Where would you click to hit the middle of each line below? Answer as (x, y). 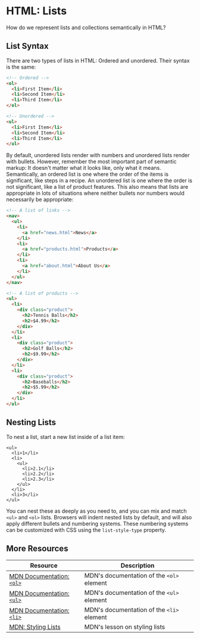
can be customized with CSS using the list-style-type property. (86, 530)
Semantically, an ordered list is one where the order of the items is (87, 174)
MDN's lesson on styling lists (125, 626)
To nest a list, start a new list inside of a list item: (65, 437)
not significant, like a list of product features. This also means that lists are (97, 187)
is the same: (21, 67)
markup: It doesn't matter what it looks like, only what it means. (84, 168)
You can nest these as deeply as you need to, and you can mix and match (97, 511)
